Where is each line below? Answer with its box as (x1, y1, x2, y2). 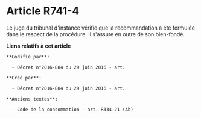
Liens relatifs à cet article (6, 42, 71, 49)
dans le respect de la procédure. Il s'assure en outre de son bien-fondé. (6, 30, 185, 37)
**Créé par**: (6, 75, 42, 81)
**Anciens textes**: (6, 96, 59, 102)
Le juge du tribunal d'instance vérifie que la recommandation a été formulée (6, 24, 195, 31)
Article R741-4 (6, 4, 80, 18)
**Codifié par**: (6, 54, 50, 60)
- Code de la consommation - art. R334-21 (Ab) (11, 107, 134, 113)
